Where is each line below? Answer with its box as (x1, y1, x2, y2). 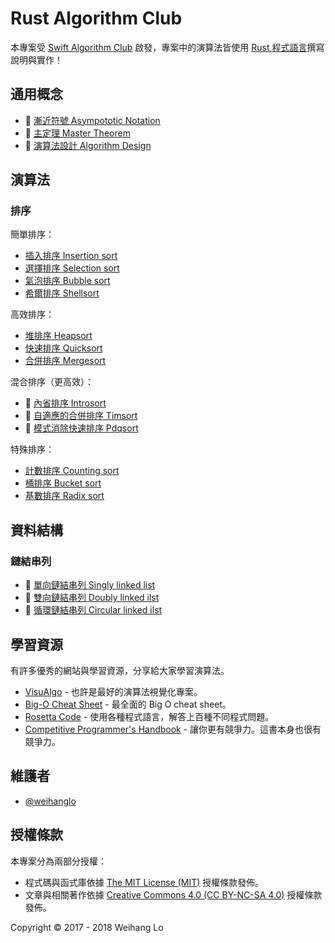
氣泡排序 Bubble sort (24, 275, 111, 287)
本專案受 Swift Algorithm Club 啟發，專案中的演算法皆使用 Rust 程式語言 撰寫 (10, 41, 325, 53)
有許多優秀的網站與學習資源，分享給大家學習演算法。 (10, 664, 230, 676)
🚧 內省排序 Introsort (24, 397, 107, 409)
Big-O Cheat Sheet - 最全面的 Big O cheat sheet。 (24, 698, 232, 710)
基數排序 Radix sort (24, 490, 105, 502)
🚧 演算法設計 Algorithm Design (24, 139, 152, 151)
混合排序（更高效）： (10, 376, 94, 388)
